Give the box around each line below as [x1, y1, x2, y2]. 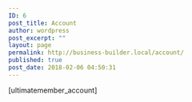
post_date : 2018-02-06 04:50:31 [8, 64, 116, 72]
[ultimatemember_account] [8, 85, 98, 95]
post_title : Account [8, 19, 78, 27]
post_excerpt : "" [8, 33, 66, 42]
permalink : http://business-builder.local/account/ [8, 49, 184, 57]
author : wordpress [8, 26, 70, 34]
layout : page [8, 41, 52, 49]
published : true [8, 57, 62, 65]
